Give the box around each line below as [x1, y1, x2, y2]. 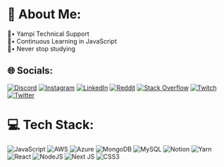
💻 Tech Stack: [7, 116, 94, 133]
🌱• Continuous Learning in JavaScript [7, 36, 118, 45]
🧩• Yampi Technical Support [7, 29, 89, 38]
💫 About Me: [7, 6, 82, 22]
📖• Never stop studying [7, 44, 76, 53]
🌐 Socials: [7, 65, 54, 76]
